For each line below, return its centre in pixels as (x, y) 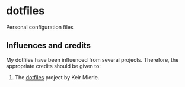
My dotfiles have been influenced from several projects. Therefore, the (92, 59)
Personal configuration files (40, 27)
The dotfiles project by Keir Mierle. (57, 77)
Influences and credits (48, 46)
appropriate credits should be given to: (53, 66)
